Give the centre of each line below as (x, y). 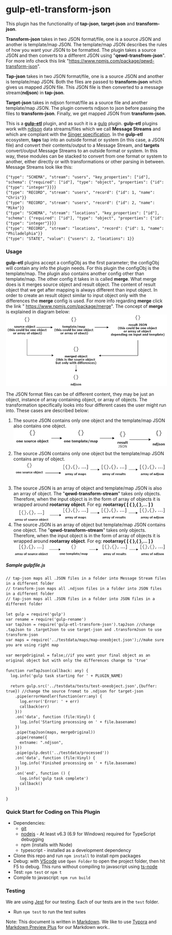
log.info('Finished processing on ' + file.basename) (78, 763)
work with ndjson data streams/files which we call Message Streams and (83, 129)
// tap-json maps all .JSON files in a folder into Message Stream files (86, 578)
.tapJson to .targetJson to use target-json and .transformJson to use (84, 630)
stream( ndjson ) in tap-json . (35, 92)
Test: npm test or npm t (37, 872)
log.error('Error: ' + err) (49, 702)
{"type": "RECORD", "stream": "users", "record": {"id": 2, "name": (80, 203)
